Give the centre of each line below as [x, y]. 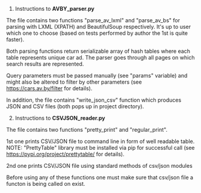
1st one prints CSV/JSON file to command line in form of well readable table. [100, 141]
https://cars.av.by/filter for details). [49, 88]
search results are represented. [45, 64]
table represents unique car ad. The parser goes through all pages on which [100, 57]
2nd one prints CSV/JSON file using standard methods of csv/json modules [99, 166]
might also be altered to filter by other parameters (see [74, 82]
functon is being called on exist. [46, 184]
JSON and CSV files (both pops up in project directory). [75, 106]
